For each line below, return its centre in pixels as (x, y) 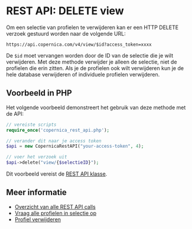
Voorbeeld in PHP (39, 93)
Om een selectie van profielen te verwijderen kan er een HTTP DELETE (92, 27)
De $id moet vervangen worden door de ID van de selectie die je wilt (90, 55)
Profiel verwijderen (38, 219)
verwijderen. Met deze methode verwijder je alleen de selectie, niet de (92, 62)
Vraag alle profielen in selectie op (55, 213)
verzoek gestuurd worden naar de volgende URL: (66, 33)
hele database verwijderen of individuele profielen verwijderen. (83, 74)
